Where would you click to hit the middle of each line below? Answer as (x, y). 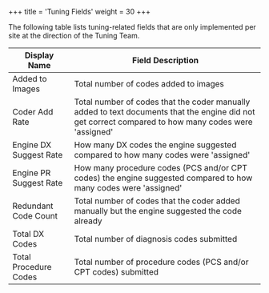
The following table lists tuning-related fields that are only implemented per (132, 27)
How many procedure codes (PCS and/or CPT (161, 168)
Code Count (35, 216)
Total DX (28, 234)
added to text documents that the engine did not (165, 112)
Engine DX (32, 145)
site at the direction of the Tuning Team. (74, 36)
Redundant (33, 206)
